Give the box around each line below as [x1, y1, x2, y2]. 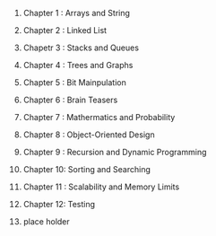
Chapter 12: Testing [22, 199, 96, 209]
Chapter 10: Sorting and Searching [22, 164, 151, 174]
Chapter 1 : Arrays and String [22, 8, 131, 18]
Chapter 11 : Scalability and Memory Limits [22, 181, 180, 192]
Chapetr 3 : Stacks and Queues [22, 42, 140, 53]
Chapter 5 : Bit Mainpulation [22, 77, 126, 88]
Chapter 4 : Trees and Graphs [22, 60, 134, 70]
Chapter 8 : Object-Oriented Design [22, 129, 155, 140]
